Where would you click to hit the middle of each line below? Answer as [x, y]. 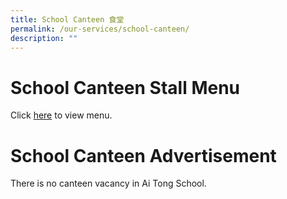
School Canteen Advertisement [143, 155]
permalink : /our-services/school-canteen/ [100, 29]
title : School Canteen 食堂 [67, 19]
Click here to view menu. [61, 115]
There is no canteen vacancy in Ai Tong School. [108, 183]
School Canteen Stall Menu [125, 87]
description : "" [44, 38]
